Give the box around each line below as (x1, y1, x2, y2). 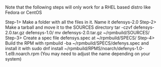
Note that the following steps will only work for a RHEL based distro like (5, 4, 151, 10)
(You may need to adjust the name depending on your (40, 51, 150, 57)
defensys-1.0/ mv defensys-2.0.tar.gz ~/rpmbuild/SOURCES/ (25, 30, 150, 35)
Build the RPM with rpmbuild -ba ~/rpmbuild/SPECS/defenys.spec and (5, 40, 149, 46)
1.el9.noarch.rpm (5, 51, 40, 57)
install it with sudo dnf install (5, 46, 63, 51)
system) (5, 56, 22, 62)
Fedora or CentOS (5, 9, 42, 15)
